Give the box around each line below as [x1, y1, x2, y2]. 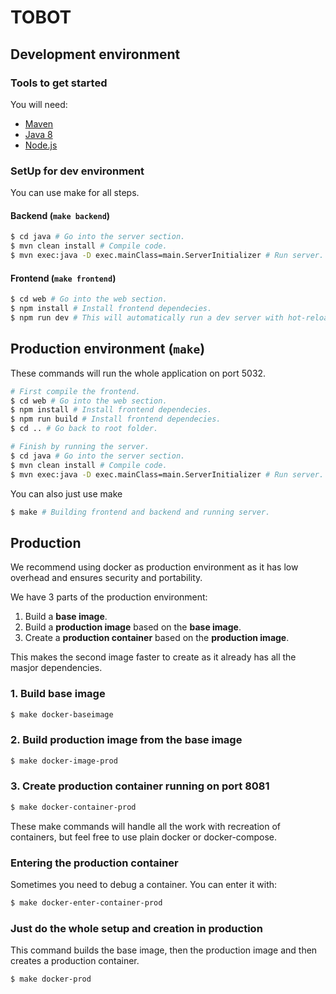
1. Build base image [10, 687, 106, 701]
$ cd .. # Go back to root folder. [10, 424, 159, 434]
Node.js [24, 139, 58, 151]
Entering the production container [10, 856, 179, 870]
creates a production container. [10, 955, 140, 967]
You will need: [10, 98, 68, 110]
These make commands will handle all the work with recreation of [10, 820, 281, 832]
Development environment [10, 46, 181, 63]
